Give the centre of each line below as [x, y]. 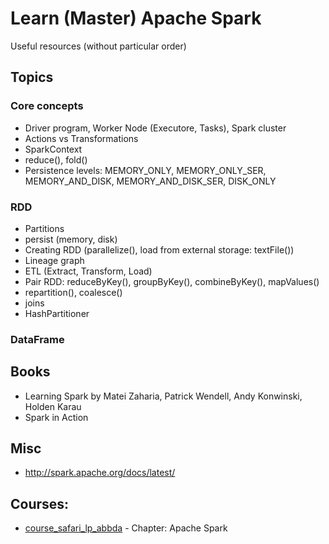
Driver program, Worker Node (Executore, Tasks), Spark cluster [155, 128]
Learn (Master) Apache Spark [136, 18]
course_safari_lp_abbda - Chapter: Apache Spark [126, 528]
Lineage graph [54, 260]
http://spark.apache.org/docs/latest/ [100, 473]
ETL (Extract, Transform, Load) [88, 271]
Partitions [44, 228]
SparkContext [53, 149]
